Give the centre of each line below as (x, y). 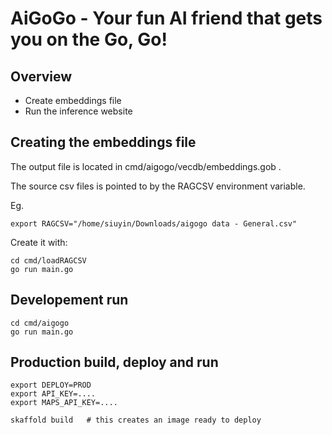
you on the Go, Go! (89, 39)
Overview (41, 76)
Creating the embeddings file (103, 142)
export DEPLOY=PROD (51, 385)
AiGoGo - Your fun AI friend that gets (166, 18)
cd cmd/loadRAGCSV (48, 260)
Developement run (69, 300)
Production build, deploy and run (114, 362)
